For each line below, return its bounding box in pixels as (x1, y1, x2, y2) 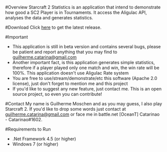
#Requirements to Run (5, 126, 51, 132)
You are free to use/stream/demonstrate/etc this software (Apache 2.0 (12, 76, 158, 81)
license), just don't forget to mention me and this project (12, 80, 128, 86)
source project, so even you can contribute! (12, 91, 102, 97)
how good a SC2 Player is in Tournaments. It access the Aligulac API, (5, 9, 147, 15)
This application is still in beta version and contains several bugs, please (12, 44, 161, 49)
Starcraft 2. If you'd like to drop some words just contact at (5, 106, 126, 112)
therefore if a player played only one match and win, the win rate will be (12, 65, 160, 71)
